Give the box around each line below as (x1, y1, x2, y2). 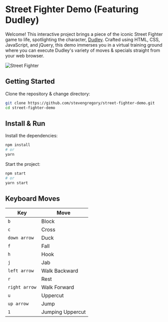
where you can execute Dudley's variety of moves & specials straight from (5, 47, 160, 53)
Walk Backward (41, 267, 78, 274)
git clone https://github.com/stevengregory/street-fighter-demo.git (5, 100, 155, 105)
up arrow (8, 301, 29, 307)
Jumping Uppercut (41, 308, 86, 315)
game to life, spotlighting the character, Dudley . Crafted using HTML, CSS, (5, 37, 160, 43)
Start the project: (5, 161, 40, 167)
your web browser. (5, 52, 45, 59)
